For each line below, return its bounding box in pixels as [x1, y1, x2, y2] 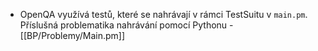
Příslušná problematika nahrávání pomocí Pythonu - [19, 19, 234, 31]
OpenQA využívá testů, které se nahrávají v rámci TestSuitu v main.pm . [19, 9, 308, 20]
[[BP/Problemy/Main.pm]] [19, 30, 126, 41]
